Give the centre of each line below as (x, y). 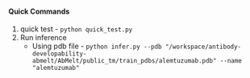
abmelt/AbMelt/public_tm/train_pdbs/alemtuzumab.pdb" (124, 61)
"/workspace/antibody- (203, 47)
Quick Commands (39, 11)
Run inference (43, 38)
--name (231, 61)
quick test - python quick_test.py (76, 29)
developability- (59, 54)
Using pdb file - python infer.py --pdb (97, 46)
